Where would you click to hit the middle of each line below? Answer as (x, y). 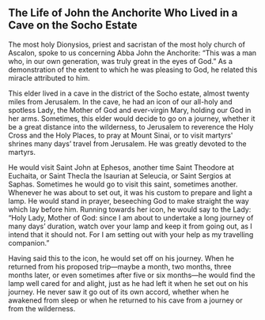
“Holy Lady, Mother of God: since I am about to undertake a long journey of (131, 217)
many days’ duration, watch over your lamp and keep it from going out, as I (131, 226)
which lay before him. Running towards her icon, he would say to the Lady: (130, 209)
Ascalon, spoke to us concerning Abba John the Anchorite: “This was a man (132, 53)
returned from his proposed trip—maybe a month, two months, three (120, 266)
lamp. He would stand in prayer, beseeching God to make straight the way (129, 201)
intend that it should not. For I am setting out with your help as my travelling (131, 234)
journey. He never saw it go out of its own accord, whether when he (119, 292)
